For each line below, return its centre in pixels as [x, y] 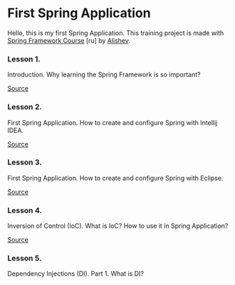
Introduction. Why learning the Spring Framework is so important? [104, 75]
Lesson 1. [24, 59]
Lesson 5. [25, 259]
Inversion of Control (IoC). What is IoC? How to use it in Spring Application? [118, 226]
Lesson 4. [25, 210]
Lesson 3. [25, 162]
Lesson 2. [25, 107]
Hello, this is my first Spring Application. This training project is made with [116, 33]
